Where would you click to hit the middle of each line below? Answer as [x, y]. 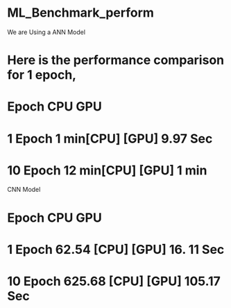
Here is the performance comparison [115, 60]
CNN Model [24, 190]
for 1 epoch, [42, 75]
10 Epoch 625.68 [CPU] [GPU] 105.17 [114, 281]
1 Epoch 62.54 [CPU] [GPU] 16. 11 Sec [116, 249]
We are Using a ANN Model [46, 32]
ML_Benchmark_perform [81, 13]
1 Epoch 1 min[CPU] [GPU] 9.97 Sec [110, 139]
